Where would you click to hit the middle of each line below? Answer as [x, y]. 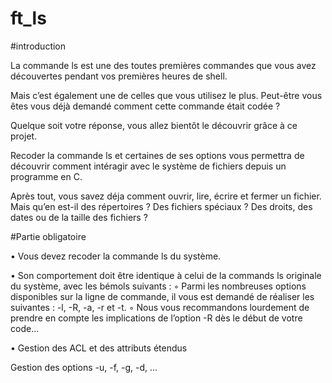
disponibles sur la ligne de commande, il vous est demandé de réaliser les [162, 296]
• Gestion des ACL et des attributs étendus [99, 348]
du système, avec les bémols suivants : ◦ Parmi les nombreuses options [158, 286]
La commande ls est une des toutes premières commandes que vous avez [163, 65]
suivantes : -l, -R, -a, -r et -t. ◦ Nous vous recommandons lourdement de [160, 307]
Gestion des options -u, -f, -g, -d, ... [84, 367]
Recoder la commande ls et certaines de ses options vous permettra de [157, 155]
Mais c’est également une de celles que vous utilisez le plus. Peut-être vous [166, 95]
